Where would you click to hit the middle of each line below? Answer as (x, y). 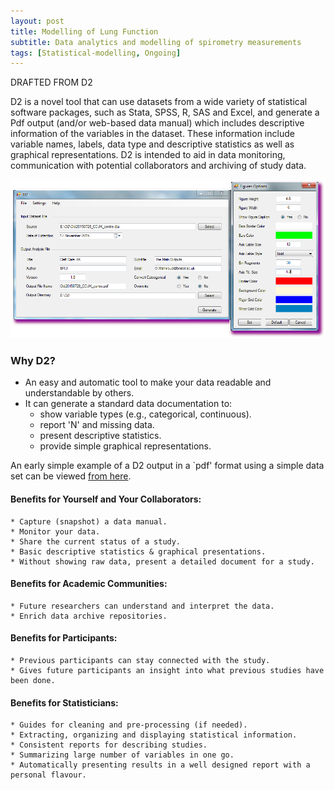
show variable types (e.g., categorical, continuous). (145, 414)
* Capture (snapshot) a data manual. (89, 521)
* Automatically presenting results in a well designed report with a (160, 765)
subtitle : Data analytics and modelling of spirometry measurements (156, 42)
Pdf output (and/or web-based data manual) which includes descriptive (157, 123)
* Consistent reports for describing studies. (109, 745)
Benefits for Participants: (64, 638)
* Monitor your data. (55, 531)
